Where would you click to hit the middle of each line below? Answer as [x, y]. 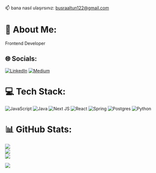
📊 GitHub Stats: [39, 129]
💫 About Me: [31, 30]
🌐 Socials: [21, 59]
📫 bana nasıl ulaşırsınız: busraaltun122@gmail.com [57, 8]
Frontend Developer [25, 43]
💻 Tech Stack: [35, 91]
